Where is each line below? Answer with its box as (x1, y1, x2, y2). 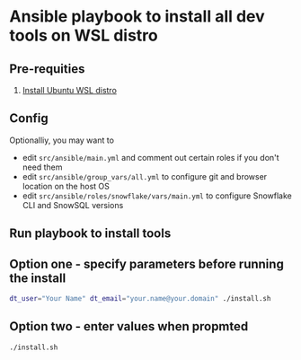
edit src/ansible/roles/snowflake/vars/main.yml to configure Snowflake (22, 190, 292, 201)
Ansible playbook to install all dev (9, 6, 265, 27)
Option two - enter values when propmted (9, 319, 249, 334)
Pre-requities (9, 61, 85, 76)
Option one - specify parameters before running (9, 256, 285, 271)
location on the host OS (22, 180, 110, 191)
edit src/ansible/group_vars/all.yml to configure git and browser (22, 171, 268, 181)
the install (9, 270, 66, 285)
